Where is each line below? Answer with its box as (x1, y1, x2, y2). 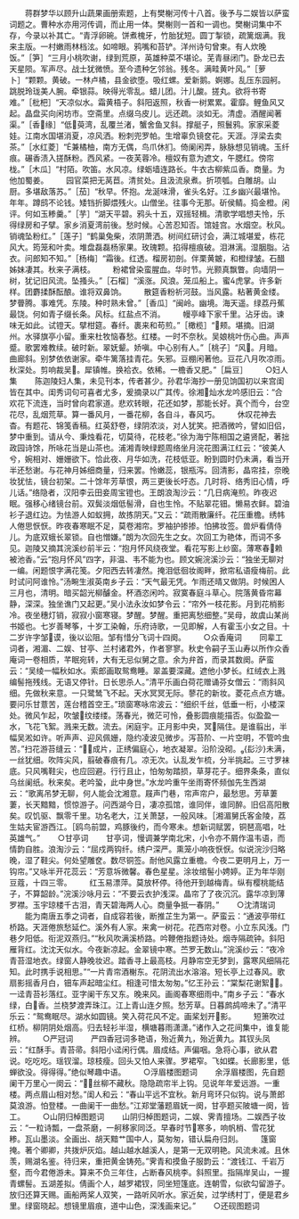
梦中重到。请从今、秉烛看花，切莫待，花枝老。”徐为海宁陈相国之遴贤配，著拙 (9, 432, 290, 441)
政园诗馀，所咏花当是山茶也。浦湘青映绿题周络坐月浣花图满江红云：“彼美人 (9, 442, 287, 453)
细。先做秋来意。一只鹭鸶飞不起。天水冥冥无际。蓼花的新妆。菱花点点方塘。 (9, 688, 290, 698)
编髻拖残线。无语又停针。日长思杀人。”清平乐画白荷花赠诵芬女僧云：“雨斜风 (9, 677, 286, 687)
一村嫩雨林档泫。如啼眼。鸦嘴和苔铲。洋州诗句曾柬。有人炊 (39, 41, 259, 52)
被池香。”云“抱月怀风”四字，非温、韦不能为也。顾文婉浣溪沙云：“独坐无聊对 (9, 554, 285, 564)
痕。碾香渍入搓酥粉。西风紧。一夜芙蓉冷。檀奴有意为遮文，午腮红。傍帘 (9, 152, 274, 163)
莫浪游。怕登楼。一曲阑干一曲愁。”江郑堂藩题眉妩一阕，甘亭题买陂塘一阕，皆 (9, 1100, 290, 1110)
